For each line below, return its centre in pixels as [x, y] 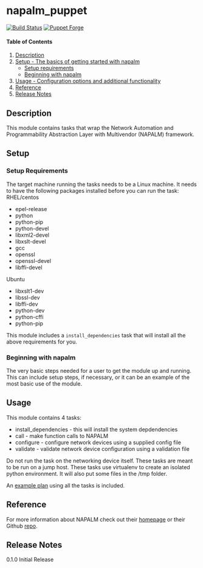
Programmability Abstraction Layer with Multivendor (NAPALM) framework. [100, 134]
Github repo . [22, 526]
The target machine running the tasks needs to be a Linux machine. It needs [101, 184]
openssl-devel [33, 261]
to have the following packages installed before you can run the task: [93, 190]
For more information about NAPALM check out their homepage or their [96, 519]
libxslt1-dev [29, 291]
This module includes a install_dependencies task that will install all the [96, 335]
